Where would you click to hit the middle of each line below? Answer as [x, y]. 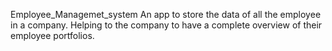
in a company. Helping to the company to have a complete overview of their [166, 25]
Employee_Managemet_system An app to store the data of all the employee [166, 14]
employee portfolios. [52, 35]
